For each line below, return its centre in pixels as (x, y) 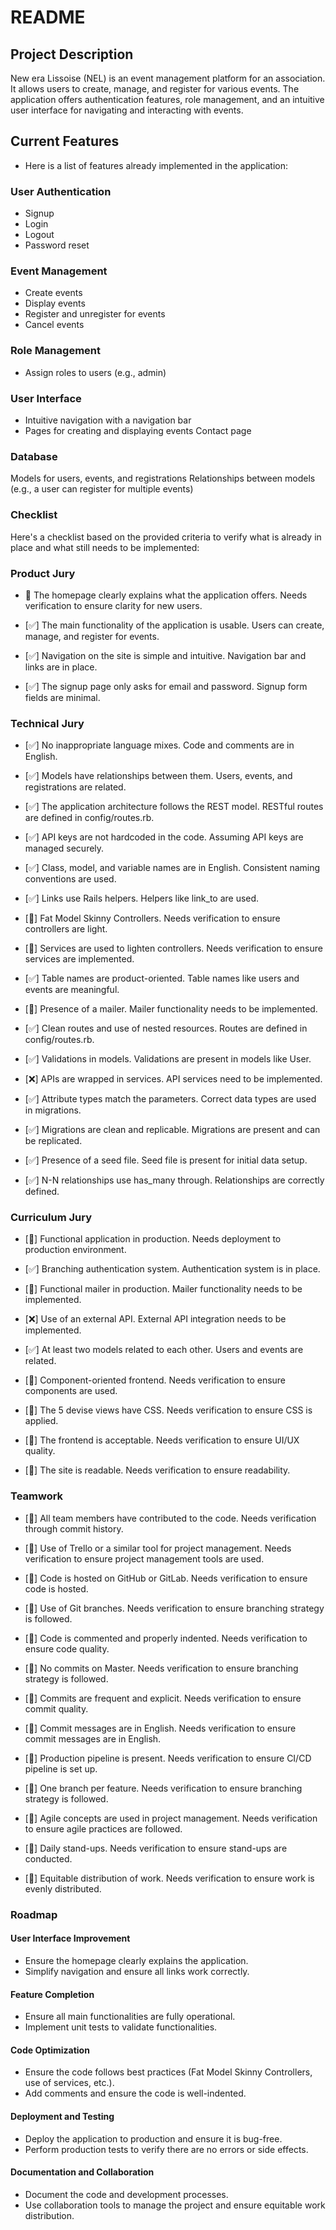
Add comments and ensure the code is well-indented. (135, 2093)
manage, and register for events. (92, 636)
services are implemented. (79, 959)
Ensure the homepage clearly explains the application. (136, 1960)
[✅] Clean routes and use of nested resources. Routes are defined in (166, 1028)
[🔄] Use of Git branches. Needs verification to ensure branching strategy (174, 1608)
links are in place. (61, 667)
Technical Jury (47, 723)
